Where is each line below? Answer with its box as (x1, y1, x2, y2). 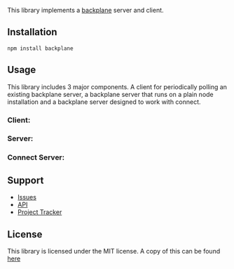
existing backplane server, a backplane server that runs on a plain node (7, 90, 214, 98)
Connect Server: (7, 152, 65, 162)
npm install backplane (7, 45, 74, 52)
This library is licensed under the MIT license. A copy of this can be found (7, 247, 221, 256)
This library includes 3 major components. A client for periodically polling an (7, 82, 228, 91)
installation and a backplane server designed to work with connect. (7, 98, 201, 106)
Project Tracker (17, 208, 62, 216)
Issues (17, 193, 37, 202)
